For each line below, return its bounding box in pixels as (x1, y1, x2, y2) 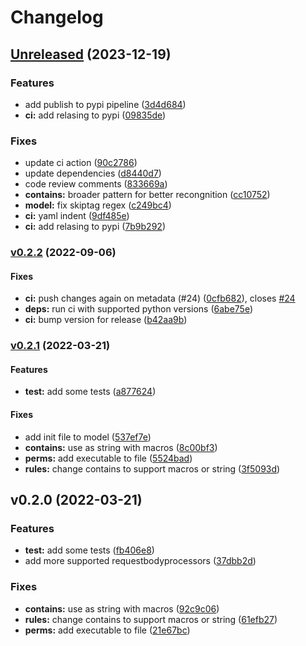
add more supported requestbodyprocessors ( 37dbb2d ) (24, 555, 257, 567)
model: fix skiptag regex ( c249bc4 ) (24, 199, 172, 211)
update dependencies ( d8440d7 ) (24, 167, 162, 180)
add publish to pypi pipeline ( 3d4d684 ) (24, 98, 187, 110)
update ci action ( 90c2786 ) (24, 157, 138, 169)
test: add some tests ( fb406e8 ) (24, 544, 155, 556)
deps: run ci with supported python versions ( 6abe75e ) (24, 303, 254, 315)
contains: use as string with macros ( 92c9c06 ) (24, 602, 220, 615)
